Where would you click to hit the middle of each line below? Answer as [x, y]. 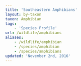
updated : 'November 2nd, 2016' [38, 56]
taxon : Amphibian [23, 19]
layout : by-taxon [23, 14]
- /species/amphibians [38, 51]
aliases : [14, 38]
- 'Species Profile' [36, 28]
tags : [11, 24]
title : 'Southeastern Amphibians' [42, 10]
